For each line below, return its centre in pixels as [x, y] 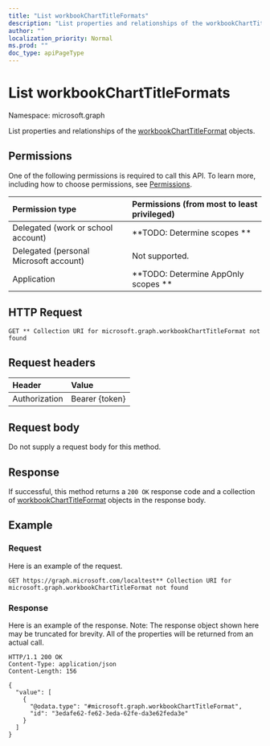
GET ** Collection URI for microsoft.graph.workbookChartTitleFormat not [135, 331]
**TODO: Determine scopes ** [192, 233]
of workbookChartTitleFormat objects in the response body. [107, 500]
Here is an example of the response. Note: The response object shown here [134, 625]
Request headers [52, 363]
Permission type [45, 208]
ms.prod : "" [28, 46]
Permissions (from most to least [195, 204]
